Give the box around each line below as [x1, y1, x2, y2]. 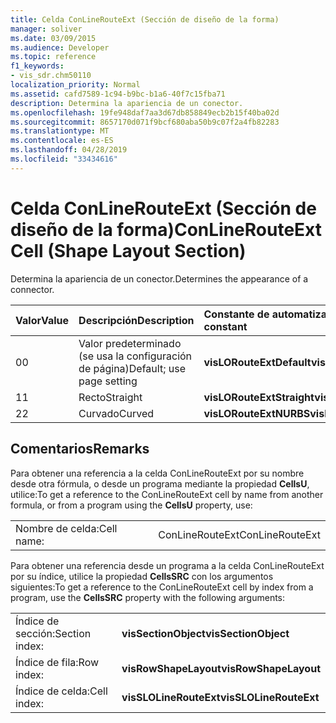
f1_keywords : [10, 61, 65, 71]
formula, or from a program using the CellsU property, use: [10, 499, 253, 511]
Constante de [203, 307, 270, 321]
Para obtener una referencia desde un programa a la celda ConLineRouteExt [10, 559, 325, 571]
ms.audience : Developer [10, 42, 110, 53]
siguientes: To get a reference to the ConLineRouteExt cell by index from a [10, 581, 314, 593]
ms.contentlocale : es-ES [10, 136, 114, 146]
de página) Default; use [78, 361, 186, 375]
